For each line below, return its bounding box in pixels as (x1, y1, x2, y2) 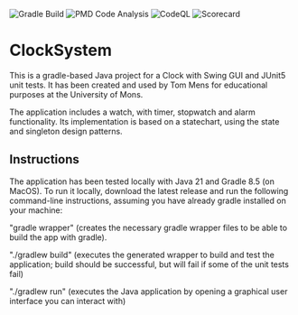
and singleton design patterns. (9, 125, 124, 136)
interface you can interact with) (9, 295, 126, 306)
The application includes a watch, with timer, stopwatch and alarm (9, 107, 256, 117)
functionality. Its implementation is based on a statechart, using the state (9, 116, 280, 126)
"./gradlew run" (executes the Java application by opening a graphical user (9, 285, 288, 297)
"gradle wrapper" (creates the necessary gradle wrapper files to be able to (9, 222, 287, 233)
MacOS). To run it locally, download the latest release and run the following (9, 185, 289, 196)
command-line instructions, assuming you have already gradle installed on (9, 195, 286, 206)
